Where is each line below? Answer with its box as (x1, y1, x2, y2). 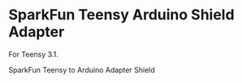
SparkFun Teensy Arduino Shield (8, 6, 235, 24)
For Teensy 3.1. (8, 49, 58, 59)
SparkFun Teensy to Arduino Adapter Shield (8, 64, 156, 74)
